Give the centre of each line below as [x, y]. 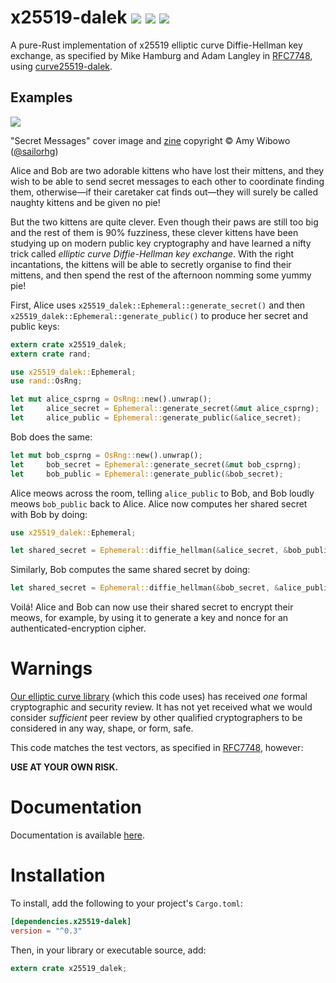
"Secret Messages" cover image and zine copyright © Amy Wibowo [150, 140]
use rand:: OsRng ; [46, 381]
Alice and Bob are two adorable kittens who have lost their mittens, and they [167, 170]
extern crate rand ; [51, 354]
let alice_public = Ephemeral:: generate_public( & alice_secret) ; [156, 418]
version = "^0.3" [46, 931]
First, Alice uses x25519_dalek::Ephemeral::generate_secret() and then [158, 305]
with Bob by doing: [49, 514]
